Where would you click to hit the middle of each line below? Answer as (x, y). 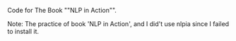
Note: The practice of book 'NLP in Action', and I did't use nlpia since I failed (118, 24)
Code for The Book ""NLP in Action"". (62, 10)
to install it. (23, 31)
